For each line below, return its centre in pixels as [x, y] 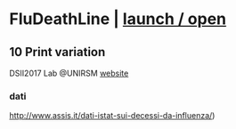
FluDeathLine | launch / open [118, 19]
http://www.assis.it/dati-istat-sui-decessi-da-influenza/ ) [112, 116]
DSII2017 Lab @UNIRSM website [69, 73]
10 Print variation [57, 52]
